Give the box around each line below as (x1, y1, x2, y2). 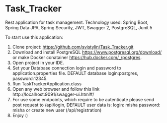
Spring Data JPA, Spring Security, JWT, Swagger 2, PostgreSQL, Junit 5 (5, 24, 153, 30)
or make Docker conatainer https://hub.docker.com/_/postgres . (12, 54, 142, 60)
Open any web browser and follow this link (12, 86, 100, 92)
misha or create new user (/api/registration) (12, 107, 102, 113)
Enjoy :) (12, 112, 28, 118)
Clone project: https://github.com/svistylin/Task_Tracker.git (12, 44, 134, 50)
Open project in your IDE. (12, 60, 64, 65)
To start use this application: (5, 34, 63, 40)
